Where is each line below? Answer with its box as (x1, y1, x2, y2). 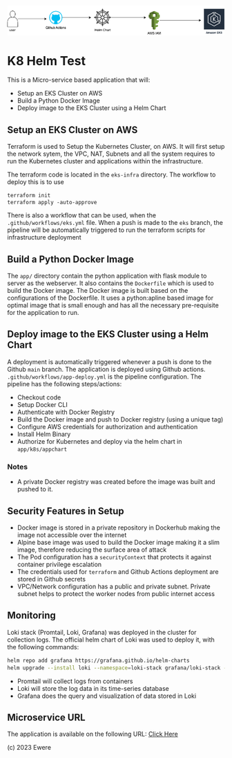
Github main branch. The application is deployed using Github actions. (7, 365, 206, 373)
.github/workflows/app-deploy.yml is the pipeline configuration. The (7, 372, 202, 381)
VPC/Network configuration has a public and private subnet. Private (17, 582, 211, 590)
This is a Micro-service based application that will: (7, 75, 151, 84)
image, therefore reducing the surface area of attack (17, 545, 167, 554)
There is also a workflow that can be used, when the (7, 211, 157, 219)
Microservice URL (7, 712, 86, 723)
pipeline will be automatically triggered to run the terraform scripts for (7, 226, 206, 234)
